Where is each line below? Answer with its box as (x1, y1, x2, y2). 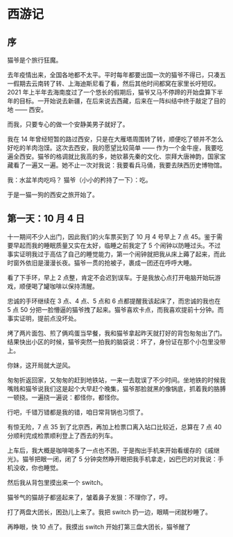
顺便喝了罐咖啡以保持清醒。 (19, 282, 98, 290)
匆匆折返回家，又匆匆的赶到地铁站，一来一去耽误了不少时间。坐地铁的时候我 (7, 376, 226, 384)
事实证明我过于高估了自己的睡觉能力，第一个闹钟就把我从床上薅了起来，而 (7, 249, 220, 258)
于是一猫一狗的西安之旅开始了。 (7, 190, 98, 199)
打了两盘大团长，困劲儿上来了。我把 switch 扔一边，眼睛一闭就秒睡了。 (7, 508, 212, 516)
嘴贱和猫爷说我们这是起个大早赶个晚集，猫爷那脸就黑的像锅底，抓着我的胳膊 (7, 384, 226, 393)
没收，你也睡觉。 (12, 463, 62, 472)
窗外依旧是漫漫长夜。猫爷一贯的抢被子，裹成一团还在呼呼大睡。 (12, 258, 196, 267)
